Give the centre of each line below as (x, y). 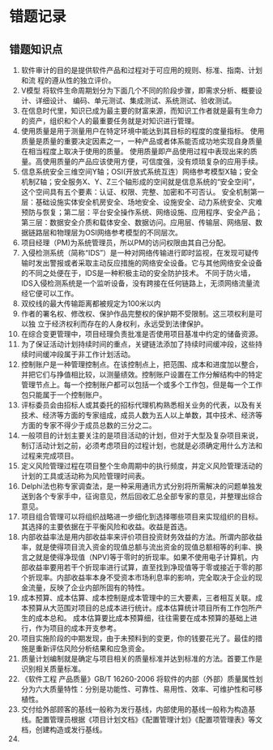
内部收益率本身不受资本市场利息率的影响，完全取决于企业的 (156, 578)
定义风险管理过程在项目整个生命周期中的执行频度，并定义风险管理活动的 (141, 466)
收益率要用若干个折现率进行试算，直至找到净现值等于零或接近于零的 (142, 567)
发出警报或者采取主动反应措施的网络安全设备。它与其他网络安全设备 (149, 263)
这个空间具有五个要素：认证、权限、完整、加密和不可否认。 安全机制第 (139, 192)
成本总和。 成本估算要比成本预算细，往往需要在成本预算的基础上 (143, 618)
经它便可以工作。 (49, 293)
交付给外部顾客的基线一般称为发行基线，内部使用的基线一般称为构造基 (138, 709)
